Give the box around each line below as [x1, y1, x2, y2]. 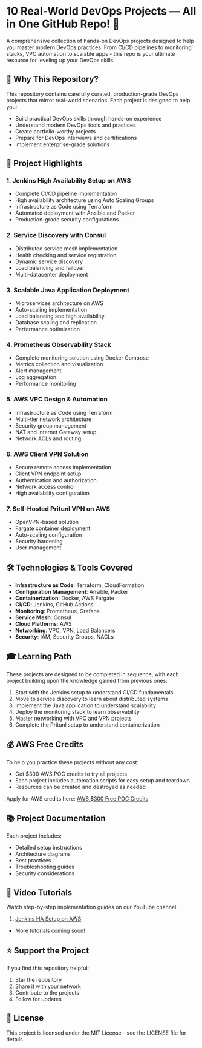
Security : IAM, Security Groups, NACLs [15, 633, 114, 640]
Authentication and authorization [15, 476, 97, 483]
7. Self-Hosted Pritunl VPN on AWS [6, 505, 111, 513]
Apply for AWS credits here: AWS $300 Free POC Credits [6, 794, 149, 802]
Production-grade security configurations [15, 216, 119, 223]
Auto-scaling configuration [15, 531, 82, 539]
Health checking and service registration [15, 251, 117, 258]
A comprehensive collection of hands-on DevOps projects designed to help [6, 37, 195, 44]
